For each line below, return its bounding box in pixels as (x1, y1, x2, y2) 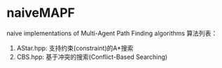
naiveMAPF (6, 5, 75, 21)
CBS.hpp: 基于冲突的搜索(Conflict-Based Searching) (16, 53, 168, 61)
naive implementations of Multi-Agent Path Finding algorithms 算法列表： (6, 29, 218, 37)
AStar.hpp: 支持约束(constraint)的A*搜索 (16, 43, 134, 52)
